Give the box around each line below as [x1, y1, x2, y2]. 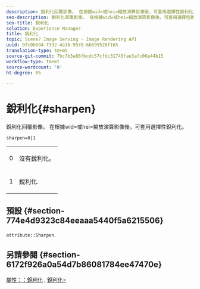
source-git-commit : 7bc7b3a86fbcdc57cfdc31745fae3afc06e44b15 [6, 53, 164, 59]
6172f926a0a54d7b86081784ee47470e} [6, 260, 162, 270]
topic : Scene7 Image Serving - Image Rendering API [6, 36, 137, 42]
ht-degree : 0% [6, 70, 42, 76]
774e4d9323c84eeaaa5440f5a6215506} [6, 215, 164, 225]
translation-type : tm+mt [6, 48, 68, 54]
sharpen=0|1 [6, 135, 36, 141]
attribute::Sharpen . [6, 231, 56, 238]
